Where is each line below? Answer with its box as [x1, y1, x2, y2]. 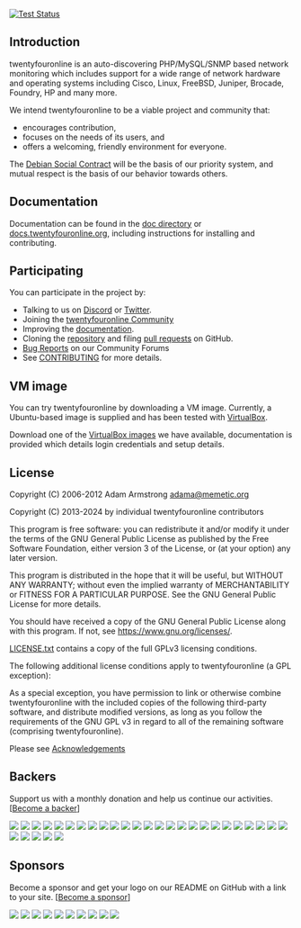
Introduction [9, 34, 81, 50]
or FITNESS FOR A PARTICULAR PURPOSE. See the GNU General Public [9, 590, 277, 600]
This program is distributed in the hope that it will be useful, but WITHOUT [9, 570, 284, 581]
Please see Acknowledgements [9, 743, 126, 754]
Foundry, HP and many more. [9, 86, 118, 98]
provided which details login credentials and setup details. [9, 439, 225, 450]
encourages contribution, [22, 122, 117, 132]
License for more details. [9, 599, 102, 609]
